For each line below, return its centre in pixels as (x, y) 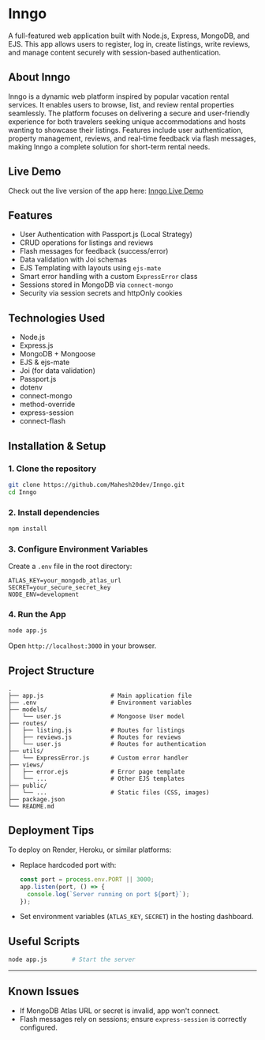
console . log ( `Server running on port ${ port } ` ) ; (108, 894)
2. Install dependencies (54, 512)
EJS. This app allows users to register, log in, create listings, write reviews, (129, 43)
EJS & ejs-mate (45, 362)
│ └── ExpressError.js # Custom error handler (99, 758)
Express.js (36, 345)
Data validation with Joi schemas (73, 260)
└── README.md (32, 807)
